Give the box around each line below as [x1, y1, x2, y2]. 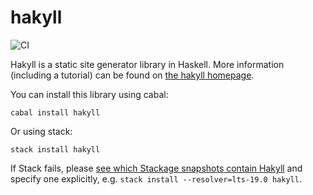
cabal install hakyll [10, 107, 101, 118]
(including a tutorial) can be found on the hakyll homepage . [10, 69, 255, 81]
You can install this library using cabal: [10, 88, 169, 100]
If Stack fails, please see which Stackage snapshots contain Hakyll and [10, 162, 303, 174]
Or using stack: [10, 125, 73, 137]
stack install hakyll [10, 144, 101, 155]
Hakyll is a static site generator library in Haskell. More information [10, 58, 285, 70]
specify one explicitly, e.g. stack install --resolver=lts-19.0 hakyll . [10, 172, 302, 185]
